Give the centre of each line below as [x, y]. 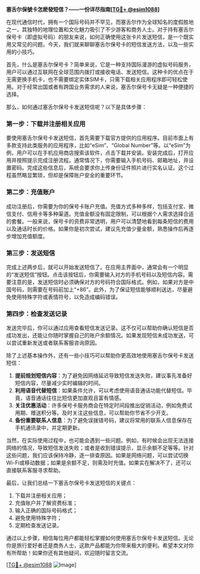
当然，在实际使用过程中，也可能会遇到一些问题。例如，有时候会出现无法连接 [100, 440]
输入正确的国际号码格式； [46, 511]
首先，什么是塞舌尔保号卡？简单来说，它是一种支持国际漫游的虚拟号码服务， [100, 64]
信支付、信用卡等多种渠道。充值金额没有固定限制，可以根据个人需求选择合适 [100, 213]
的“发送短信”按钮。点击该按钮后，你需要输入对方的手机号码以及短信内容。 [97, 274]
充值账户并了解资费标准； [46, 503]
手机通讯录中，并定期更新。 [49, 428]
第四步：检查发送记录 [37, 314]
